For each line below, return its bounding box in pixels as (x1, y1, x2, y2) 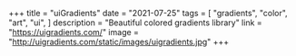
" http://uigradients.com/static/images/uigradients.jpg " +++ (8, 36, 230, 47)
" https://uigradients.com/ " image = (8, 27, 140, 37)
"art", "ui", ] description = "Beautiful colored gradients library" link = (8, 17, 262, 28)
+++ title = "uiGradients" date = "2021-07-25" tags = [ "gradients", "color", (8, 8, 288, 18)
